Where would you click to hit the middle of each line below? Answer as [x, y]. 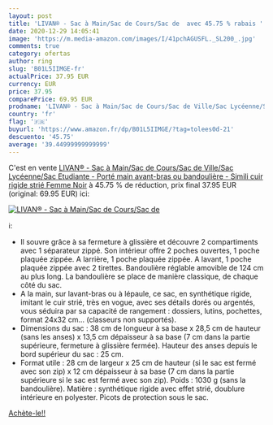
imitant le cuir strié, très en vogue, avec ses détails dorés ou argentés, [138, 302]
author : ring [30, 62]
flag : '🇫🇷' [28, 122]
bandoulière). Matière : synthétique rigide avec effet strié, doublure [132, 388]
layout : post [30, 16]
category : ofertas [39, 54]
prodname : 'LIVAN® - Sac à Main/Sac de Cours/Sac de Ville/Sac [118, 106]
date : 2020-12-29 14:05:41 [54, 31]
